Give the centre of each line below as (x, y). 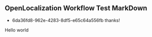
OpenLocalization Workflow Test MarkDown (76, 8)
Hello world (17, 30)
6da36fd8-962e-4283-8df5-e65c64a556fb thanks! (66, 20)
